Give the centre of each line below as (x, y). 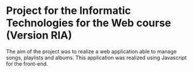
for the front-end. (27, 64)
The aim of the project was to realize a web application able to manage (92, 51)
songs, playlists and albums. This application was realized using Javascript (96, 57)
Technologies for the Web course (89, 23)
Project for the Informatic (69, 11)
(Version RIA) (39, 35)
